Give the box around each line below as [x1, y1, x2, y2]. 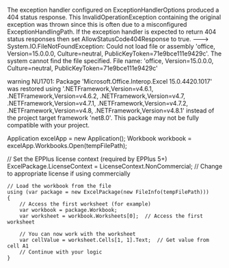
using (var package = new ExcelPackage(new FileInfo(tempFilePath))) [7, 188, 210, 195]
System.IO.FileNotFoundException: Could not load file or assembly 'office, [7, 42, 215, 50]
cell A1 [7, 243, 29, 249]
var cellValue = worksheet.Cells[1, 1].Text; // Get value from [19, 236, 210, 243]
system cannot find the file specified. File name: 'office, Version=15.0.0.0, [7, 57, 214, 64]
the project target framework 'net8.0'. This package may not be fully [7, 114, 200, 122]
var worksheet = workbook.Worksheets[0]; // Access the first [19, 212, 204, 219]
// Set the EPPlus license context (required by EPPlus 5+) [7, 155, 167, 163]
